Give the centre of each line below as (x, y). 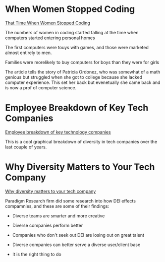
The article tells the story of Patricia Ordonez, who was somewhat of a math (83, 72)
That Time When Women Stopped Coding (48, 23)
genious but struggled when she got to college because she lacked (74, 77)
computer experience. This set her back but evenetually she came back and (83, 82)
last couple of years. (26, 147)
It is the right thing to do (37, 254)
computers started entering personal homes (50, 38)
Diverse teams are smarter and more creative (58, 216)
